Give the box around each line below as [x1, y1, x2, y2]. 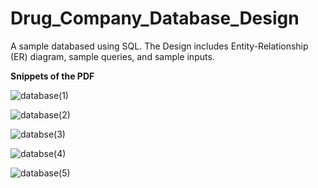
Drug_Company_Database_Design [10, 7, 300, 30]
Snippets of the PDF [10, 70, 95, 82]
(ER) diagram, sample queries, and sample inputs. [10, 50, 215, 62]
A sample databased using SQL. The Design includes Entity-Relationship [10, 40, 309, 52]
